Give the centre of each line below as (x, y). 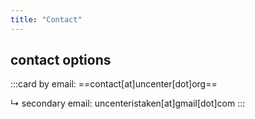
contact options (61, 60)
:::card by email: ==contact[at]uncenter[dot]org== (114, 84)
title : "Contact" (46, 19)
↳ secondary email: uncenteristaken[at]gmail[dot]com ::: (128, 103)
